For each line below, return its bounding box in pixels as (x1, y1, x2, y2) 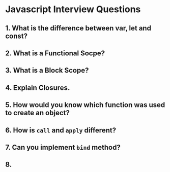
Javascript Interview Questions (5, 4, 141, 15)
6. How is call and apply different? (5, 126, 116, 134)
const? (5, 31, 28, 40)
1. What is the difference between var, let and (5, 24, 152, 32)
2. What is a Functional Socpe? (5, 49, 105, 57)
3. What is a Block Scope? (5, 66, 89, 75)
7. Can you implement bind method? (5, 143, 121, 152)
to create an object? (5, 109, 70, 117)
